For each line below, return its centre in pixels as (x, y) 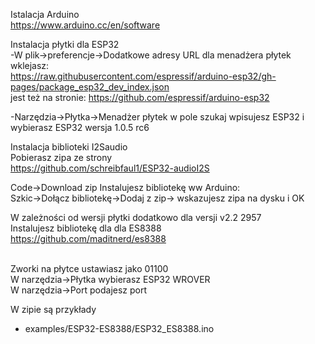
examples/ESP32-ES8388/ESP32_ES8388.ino (119, 328)
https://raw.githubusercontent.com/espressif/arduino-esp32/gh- (143, 76)
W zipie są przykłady (53, 309)
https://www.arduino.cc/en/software (85, 25)
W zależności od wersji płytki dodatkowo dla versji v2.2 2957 (136, 217)
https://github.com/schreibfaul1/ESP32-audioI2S (110, 168)
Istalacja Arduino (45, 14)
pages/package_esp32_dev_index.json (90, 87)
